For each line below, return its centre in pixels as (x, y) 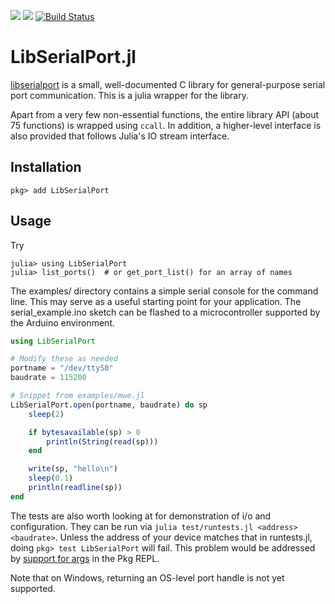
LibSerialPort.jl (73, 57)
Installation (46, 167)
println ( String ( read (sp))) (102, 441)
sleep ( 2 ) (46, 414)
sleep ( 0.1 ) (51, 478)
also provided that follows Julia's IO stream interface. (120, 136)
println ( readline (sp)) (75, 488)
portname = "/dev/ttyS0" (62, 368)
